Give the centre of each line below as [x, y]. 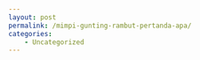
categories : [30, 34]
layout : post [32, 17]
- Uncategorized [55, 42]
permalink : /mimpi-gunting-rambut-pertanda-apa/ [100, 26]
